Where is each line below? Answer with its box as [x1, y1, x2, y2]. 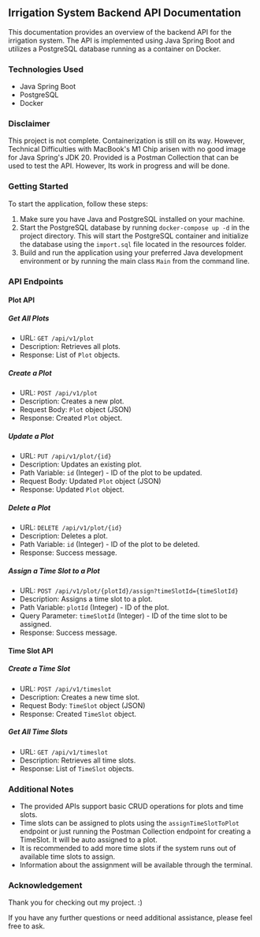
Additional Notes [8, 783, 74, 794]
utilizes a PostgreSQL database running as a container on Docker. [8, 43, 221, 54]
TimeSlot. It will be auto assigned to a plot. [19, 834, 158, 844]
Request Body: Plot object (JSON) [19, 405, 132, 414]
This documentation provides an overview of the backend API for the [8, 27, 232, 36]
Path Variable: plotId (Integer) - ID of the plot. [19, 603, 169, 613]
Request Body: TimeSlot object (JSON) [19, 700, 146, 710]
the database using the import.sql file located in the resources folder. [19, 239, 247, 249]
